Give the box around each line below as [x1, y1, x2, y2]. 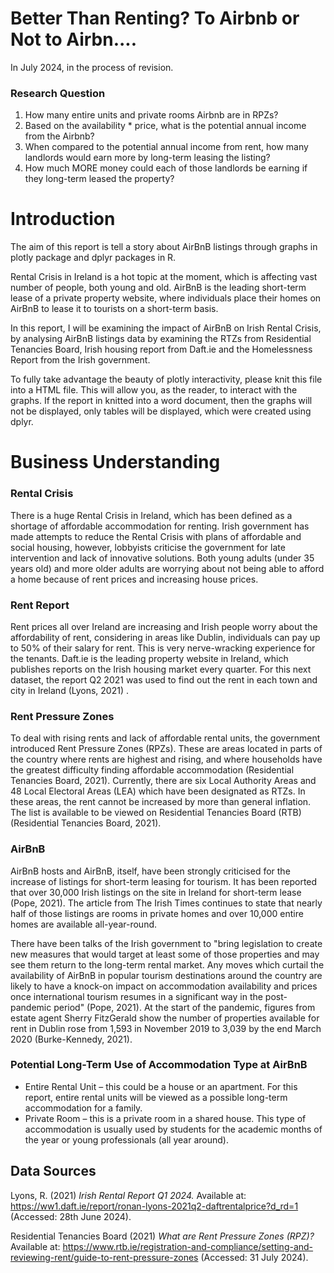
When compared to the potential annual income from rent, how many [24, 141, 309, 153]
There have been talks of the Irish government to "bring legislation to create [10, 937, 323, 949]
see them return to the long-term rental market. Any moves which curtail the [10, 958, 325, 971]
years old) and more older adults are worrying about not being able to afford [10, 562, 325, 574]
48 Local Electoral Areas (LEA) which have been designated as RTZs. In [10, 785, 306, 797]
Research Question [10, 86, 106, 100]
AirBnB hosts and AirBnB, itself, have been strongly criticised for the [10, 865, 291, 877]
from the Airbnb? [24, 130, 95, 142]
